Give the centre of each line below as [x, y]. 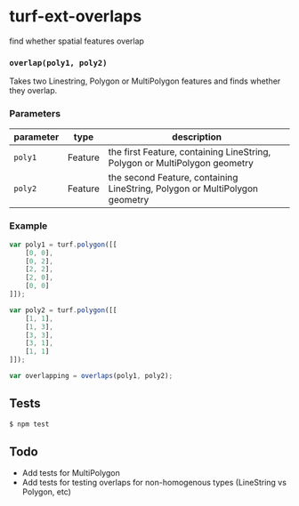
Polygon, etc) [46, 492]
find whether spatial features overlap [77, 41]
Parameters [35, 114]
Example [28, 226]
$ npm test [29, 424]
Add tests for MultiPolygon [71, 473]
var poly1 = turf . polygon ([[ [63, 245]
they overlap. [33, 91]
